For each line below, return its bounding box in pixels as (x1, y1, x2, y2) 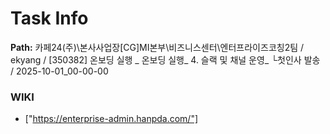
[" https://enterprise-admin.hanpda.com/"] (24, 113, 199, 125)
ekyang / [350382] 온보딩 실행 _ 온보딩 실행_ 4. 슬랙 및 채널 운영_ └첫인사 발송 (10, 53, 321, 66)
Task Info (10, 7, 89, 30)
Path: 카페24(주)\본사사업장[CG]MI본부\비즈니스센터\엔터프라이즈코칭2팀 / (10, 41, 305, 53)
